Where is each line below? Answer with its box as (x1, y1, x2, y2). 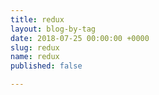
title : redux (10, 14, 65, 25)
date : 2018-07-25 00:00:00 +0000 (10, 33, 150, 43)
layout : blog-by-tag (10, 24, 97, 34)
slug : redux (10, 42, 60, 53)
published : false (10, 61, 83, 71)
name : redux (10, 52, 60, 62)
